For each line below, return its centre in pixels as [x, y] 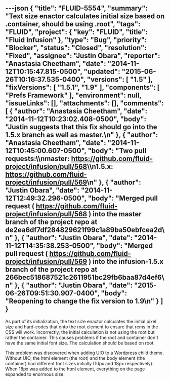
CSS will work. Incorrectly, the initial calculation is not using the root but [80, 332]
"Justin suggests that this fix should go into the [81, 127]
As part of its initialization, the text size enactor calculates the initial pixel [81, 321]
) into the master [115, 214]
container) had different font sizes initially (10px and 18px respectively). [79, 363]
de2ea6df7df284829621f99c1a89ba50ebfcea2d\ [85, 230]
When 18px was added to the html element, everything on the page [75, 369]
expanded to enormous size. [35, 374]
